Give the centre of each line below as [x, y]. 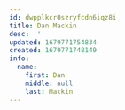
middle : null [49, 83]
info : [19, 59]
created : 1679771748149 [53, 51]
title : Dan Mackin [43, 26]
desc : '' [25, 34]
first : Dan [45, 75]
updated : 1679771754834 [53, 42]
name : [27, 67]
